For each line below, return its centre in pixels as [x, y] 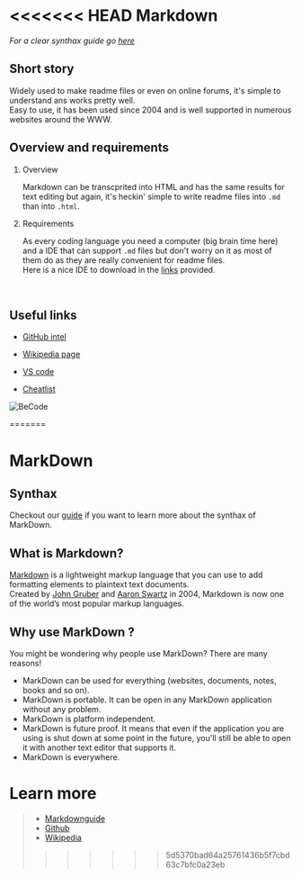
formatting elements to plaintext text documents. [99, 584]
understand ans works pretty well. [72, 100]
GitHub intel [44, 337]
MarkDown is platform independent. [89, 719]
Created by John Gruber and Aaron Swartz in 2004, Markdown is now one [147, 594]
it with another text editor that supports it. [99, 747]
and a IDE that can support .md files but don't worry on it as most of [147, 250]
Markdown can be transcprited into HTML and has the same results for [154, 186]
